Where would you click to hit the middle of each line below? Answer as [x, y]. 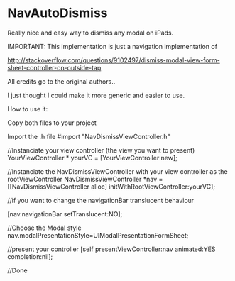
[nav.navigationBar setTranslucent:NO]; [65, 214]
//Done [18, 270]
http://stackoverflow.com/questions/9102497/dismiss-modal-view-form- [114, 60]
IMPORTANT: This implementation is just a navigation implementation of [113, 46]
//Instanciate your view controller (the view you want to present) [101, 150]
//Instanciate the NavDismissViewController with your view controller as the [118, 171]
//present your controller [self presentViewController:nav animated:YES [111, 249]
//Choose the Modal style [44, 228]
